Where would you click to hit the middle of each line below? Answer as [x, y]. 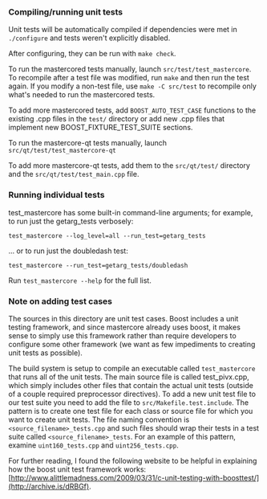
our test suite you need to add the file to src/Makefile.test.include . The [129, 402]
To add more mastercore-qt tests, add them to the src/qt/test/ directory [129, 166]
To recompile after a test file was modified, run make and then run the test [129, 78]
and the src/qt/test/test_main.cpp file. [74, 174]
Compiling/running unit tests [66, 12]
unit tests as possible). [45, 353]
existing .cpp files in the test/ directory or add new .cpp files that [117, 119]
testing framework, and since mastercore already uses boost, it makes [124, 327]
